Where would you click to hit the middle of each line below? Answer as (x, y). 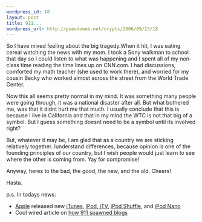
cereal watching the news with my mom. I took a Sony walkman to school (98, 53)
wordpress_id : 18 (28, 12)
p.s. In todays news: (31, 195)
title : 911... (24, 23)
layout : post (23, 18)
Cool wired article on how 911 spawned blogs (71, 213)
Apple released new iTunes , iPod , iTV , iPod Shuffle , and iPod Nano (98, 206)
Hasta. (15, 183)
